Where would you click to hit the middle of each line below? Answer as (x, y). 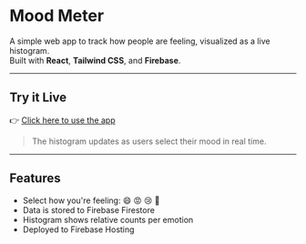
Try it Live (38, 98)
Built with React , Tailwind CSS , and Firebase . (95, 60)
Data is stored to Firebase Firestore (88, 209)
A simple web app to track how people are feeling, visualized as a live (140, 41)
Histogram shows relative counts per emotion (108, 219)
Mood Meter (57, 16)
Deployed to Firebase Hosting (78, 229)
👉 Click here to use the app (62, 120)
